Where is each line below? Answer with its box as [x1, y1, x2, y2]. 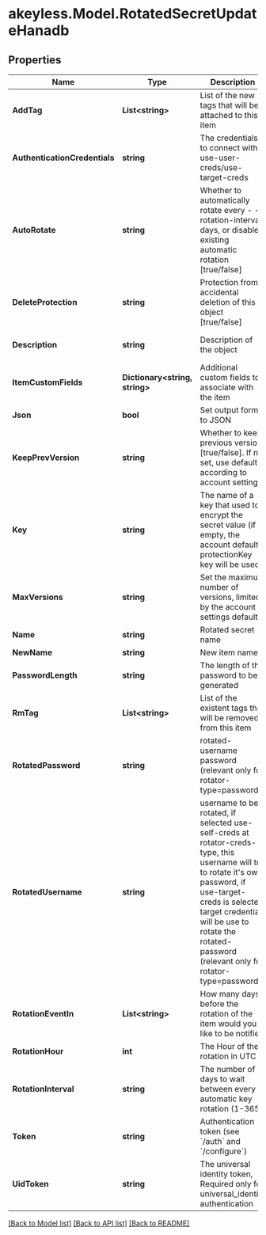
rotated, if [199, 807, 236, 818]
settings [199, 611, 230, 622]
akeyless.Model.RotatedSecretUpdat [8, 5, 257, 23]
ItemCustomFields [12, 377, 83, 388]
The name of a [199, 490, 254, 500]
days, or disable [199, 225, 260, 235]
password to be [199, 670, 258, 681]
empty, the [199, 530, 240, 540]
